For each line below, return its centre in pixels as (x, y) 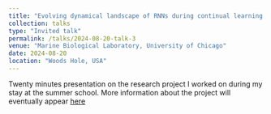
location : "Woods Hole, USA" (58, 61)
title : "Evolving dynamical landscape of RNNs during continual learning (136, 16)
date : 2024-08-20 (38, 53)
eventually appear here (47, 101)
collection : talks (39, 23)
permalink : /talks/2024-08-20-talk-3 (72, 38)
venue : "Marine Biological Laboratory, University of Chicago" (118, 46)
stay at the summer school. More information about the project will (120, 92)
